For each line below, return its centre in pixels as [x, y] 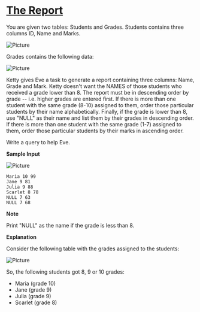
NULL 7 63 [19, 197]
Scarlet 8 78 [22, 192]
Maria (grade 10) [35, 283]
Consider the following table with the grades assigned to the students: [93, 249]
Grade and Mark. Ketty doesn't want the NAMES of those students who [94, 86]
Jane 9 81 [19, 181]
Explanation [22, 237]
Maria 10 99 [21, 176]
